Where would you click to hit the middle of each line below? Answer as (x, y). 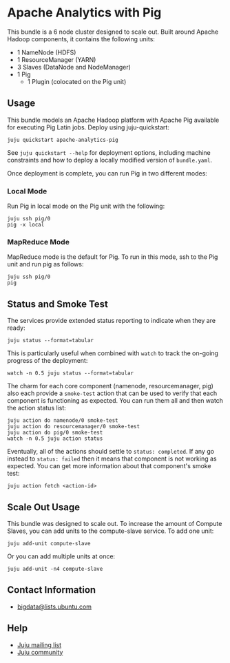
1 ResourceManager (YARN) (56, 59)
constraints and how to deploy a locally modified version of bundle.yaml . (109, 160)
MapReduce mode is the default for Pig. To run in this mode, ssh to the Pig (113, 257)
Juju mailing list (39, 644)
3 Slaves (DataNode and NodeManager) (74, 67)
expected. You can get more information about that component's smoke (109, 466)
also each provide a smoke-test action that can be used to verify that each (112, 393)
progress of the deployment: (48, 361)
